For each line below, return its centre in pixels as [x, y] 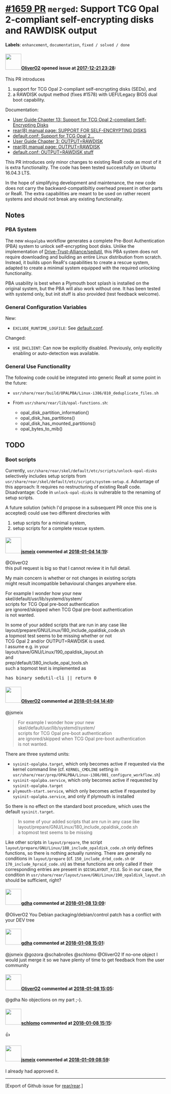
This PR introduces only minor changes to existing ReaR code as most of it [83, 162]
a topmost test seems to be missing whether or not [59, 636]
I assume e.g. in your [27, 647]
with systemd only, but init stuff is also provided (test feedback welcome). [83, 294]
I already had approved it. [32, 1071]
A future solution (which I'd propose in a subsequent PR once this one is [81, 507]
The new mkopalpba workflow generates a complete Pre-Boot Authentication [85, 241]
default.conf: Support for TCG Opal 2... [53, 136]
